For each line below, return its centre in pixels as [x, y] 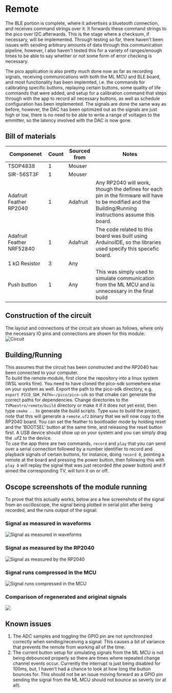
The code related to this [124, 229]
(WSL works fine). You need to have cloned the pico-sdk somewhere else [83, 384]
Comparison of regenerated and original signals [66, 597]
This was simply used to [125, 271]
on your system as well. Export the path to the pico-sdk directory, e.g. [79, 389]
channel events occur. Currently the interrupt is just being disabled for [87, 664]
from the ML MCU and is [125, 284]
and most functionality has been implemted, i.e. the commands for [75, 82]
